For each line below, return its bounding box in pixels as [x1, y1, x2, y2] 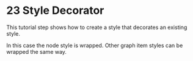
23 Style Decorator [6, 4, 104, 18]
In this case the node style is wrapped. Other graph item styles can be [6, 42, 183, 49]
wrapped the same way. [6, 48, 67, 55]
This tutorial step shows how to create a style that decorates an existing [6, 24, 188, 31]
